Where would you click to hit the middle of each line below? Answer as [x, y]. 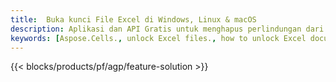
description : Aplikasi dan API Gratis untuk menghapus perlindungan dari [167, 29]
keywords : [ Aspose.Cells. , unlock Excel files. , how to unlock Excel [158, 38]
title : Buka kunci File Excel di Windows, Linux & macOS [133, 19]
